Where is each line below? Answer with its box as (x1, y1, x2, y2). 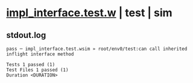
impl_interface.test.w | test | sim (6, 6, 173, 20)
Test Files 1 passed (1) (6, 67, 69, 73)
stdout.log (6, 30, 46, 40)
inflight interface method (6, 51, 74, 57)
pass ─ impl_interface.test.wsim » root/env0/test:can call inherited (6, 46, 188, 52)
